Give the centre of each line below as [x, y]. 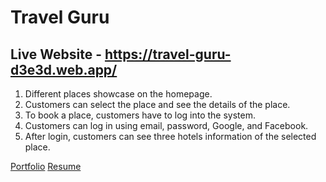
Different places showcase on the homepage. [118, 94]
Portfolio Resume [46, 166]
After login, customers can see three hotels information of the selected [170, 136]
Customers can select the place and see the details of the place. [157, 104]
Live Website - [56, 54]
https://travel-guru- [168, 54]
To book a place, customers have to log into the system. [140, 115]
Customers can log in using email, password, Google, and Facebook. [166, 125]
